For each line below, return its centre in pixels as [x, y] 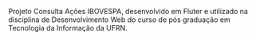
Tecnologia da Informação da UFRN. [68, 28]
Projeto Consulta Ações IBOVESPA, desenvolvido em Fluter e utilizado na [128, 11]
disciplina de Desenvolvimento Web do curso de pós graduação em [119, 20]
